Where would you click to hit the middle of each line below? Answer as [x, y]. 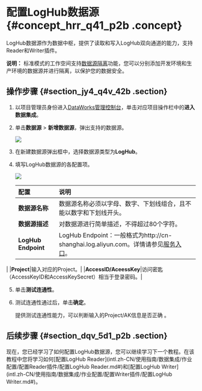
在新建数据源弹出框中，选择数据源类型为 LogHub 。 [78, 152]
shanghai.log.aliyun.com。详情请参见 [111, 244]
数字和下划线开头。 [98, 212]
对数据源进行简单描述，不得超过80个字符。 [120, 224]
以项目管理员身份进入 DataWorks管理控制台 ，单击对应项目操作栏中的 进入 [105, 107]
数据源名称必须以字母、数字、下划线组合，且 [122, 203]
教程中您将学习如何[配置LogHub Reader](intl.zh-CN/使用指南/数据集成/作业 [99, 359]
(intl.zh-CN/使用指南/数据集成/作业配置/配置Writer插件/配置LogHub [89, 374]
